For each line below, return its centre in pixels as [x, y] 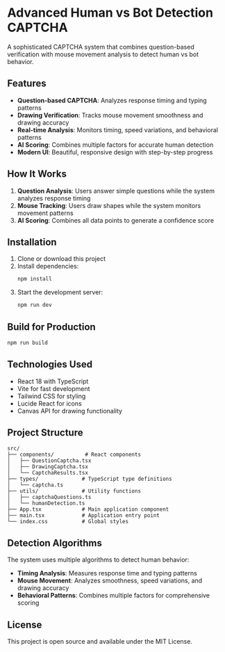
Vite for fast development [53, 388]
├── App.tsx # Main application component [88, 509]
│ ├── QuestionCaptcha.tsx [49, 461]
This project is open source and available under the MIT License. [100, 642]
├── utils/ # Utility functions [74, 491]
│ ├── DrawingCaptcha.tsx [48, 467]
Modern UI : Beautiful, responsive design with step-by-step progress [115, 152]
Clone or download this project [61, 259]
